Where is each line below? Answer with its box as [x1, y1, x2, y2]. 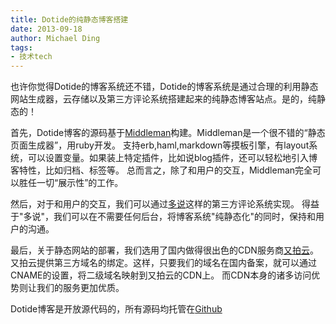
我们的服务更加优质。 [36, 282, 125, 294]
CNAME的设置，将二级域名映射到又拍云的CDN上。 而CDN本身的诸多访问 [10, 269, 312, 281]
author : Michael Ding [10, 33, 101, 43]
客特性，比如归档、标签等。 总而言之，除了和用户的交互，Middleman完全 [10, 164, 313, 176]
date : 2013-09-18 [10, 24, 83, 34]
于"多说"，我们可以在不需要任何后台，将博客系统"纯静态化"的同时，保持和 [10, 211, 317, 223]
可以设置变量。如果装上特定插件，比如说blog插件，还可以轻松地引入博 [27, 152, 318, 164]
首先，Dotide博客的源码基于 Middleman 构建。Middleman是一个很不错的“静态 [10, 127, 326, 139]
